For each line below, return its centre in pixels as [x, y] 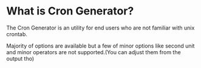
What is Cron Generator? [70, 11]
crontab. [17, 34]
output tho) [20, 58]
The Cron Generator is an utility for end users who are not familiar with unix [101, 28]
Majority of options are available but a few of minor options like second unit [101, 46]
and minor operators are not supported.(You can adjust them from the [94, 52]
